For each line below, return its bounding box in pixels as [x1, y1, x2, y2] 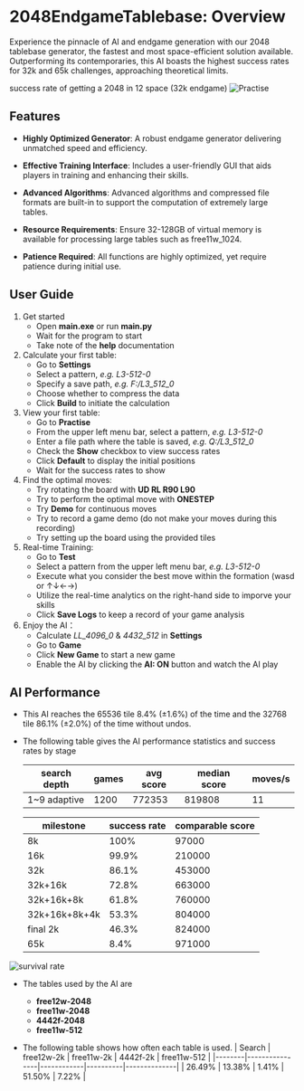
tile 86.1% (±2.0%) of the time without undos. [22, 718, 192, 729]
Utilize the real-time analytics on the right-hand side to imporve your [35, 590, 291, 601]
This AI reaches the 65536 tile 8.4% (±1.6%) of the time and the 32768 [22, 708, 288, 720]
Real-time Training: [22, 541, 94, 553]
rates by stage [22, 745, 77, 756]
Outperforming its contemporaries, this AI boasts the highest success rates [9, 55, 290, 66]
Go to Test [35, 551, 76, 562]
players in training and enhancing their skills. [22, 169, 189, 180]
